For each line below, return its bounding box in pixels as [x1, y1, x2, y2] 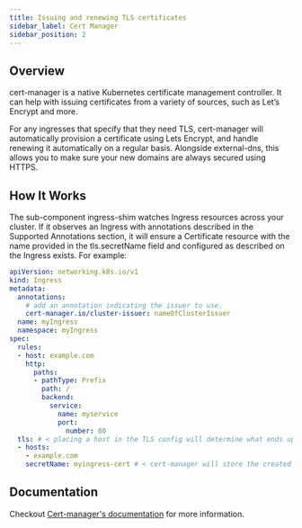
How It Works [9, 188, 87, 203]
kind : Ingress [9, 275, 63, 284]
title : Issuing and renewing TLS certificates [9, 13, 187, 22]
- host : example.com [17, 351, 94, 360]
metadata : [9, 284, 47, 293]
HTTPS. [9, 162, 39, 173]
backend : [41, 393, 75, 402]
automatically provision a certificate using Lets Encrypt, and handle [9, 133, 259, 144]
